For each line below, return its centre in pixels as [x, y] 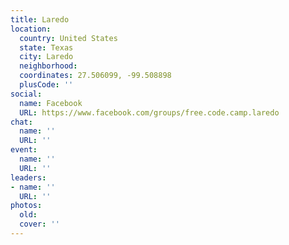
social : [26, 94]
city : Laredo [46, 57]
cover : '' [39, 224]
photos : [26, 206]
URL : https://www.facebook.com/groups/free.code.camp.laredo [149, 112]
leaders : [28, 177]
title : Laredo [40, 19]
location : [31, 29]
